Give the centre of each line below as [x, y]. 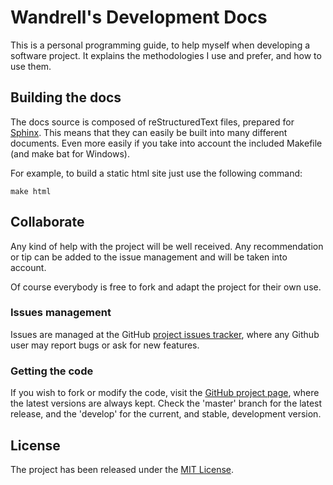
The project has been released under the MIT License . [122, 469]
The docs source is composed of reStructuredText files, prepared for [152, 122]
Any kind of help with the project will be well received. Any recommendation [167, 246]
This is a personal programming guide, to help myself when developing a [160, 45]
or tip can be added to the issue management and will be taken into [149, 257]
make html [31, 191]
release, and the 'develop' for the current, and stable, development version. [166, 414]
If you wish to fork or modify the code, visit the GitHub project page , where [165, 393]
